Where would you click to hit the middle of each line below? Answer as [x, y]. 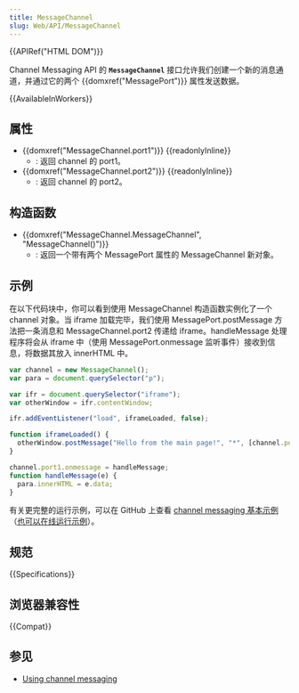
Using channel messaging [69, 679]
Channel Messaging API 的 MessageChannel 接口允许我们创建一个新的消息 [143, 69]
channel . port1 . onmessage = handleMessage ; [89, 467]
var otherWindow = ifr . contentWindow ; [81, 403]
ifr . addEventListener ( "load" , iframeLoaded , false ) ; [109, 419]
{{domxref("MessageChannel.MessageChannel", [112, 235]
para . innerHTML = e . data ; [65, 484]
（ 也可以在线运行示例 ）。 [54, 521]
